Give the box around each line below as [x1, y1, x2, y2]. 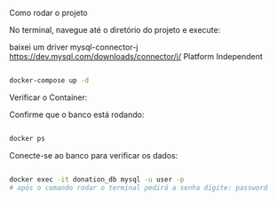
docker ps [9, 134, 46, 143]
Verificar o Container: [9, 92, 88, 103]
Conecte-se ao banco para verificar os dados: [9, 150, 178, 160]
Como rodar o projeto [9, 8, 89, 18]
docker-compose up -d [9, 76, 90, 85]
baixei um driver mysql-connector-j [9, 42, 138, 52]
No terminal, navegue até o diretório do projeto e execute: [9, 25, 221, 35]
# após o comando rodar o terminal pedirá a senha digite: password [9, 183, 268, 192]
